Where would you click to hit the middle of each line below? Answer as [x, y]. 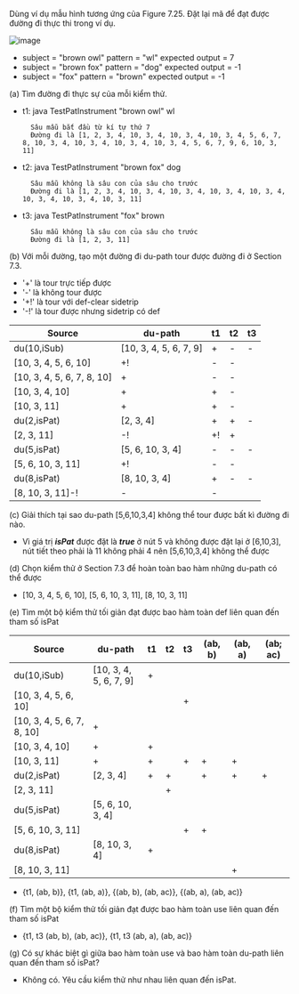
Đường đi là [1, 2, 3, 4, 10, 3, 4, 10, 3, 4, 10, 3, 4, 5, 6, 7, [156, 135]
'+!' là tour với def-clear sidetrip [81, 302]
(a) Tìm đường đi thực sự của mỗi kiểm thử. [88, 94]
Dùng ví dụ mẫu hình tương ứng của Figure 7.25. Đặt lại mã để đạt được [139, 14]
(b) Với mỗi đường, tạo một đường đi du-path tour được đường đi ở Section [145, 256]
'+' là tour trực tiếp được [67, 283]
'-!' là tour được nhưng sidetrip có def [91, 311]
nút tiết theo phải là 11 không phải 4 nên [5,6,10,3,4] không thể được [145, 551]
